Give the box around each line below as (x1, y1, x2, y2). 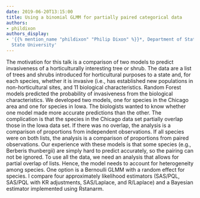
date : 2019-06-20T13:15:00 (6, 8, 73, 15)
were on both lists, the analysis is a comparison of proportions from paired (6, 134, 189, 141)
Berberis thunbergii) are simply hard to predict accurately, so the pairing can (6, 147, 193, 154)
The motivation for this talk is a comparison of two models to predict (6, 58, 174, 66)
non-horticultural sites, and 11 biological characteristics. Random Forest (6, 83, 182, 91)
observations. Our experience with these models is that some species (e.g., (6, 141, 192, 148)
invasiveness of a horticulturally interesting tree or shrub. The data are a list (6, 64, 192, 72)
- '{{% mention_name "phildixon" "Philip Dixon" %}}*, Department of (6, 36, 183, 42)
